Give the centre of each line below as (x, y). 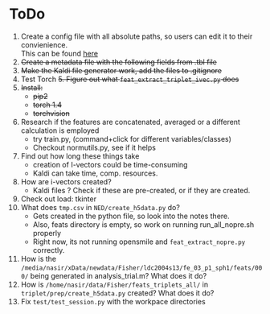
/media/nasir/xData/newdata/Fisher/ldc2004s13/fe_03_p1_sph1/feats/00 (141, 268)
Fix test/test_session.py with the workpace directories (113, 301)
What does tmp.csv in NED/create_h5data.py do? (100, 207)
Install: (32, 87)
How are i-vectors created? (66, 181)
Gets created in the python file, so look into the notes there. (131, 216)
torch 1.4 (47, 105)
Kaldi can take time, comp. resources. (95, 173)
